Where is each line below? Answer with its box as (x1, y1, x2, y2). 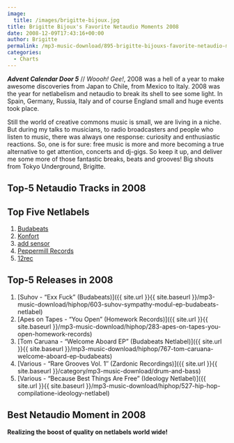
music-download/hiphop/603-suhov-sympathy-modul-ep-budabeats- (17, 300, 219, 309)
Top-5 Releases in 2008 (7, 274, 114, 286)
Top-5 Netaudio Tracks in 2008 (7, 182, 146, 194)
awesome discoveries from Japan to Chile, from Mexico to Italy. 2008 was (7, 81, 221, 91)
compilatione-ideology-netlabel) (17, 389, 110, 397)
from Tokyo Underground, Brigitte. (7, 162, 106, 171)
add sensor (17, 239, 50, 247)
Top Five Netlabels (7, 206, 90, 218)
